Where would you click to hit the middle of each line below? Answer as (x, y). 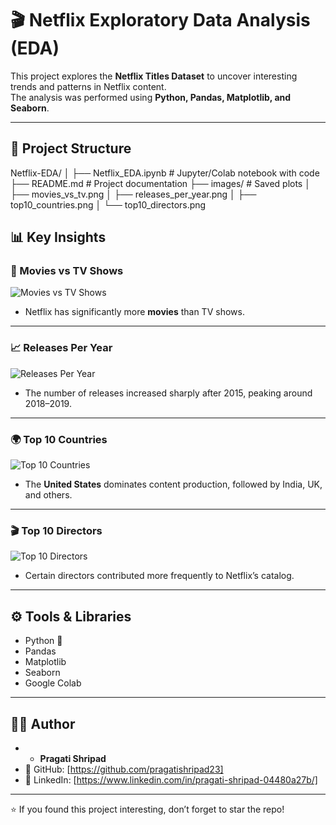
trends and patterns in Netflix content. (88, 86)
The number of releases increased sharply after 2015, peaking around (168, 393)
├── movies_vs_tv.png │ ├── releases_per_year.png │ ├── (133, 194)
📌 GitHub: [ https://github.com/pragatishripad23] (124, 769)
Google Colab (53, 683)
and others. (48, 495)
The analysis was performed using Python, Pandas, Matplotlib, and (151, 97)
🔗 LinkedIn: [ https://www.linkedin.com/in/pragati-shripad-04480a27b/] (171, 779)
